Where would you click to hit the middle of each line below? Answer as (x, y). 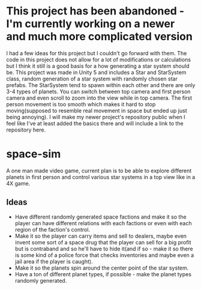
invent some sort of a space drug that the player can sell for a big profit (103, 242)
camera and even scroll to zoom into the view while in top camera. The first (99, 98)
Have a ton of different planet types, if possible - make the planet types (103, 274)
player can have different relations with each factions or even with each (103, 223)
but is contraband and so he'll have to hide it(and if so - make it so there (104, 249)
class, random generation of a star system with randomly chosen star (92, 79)
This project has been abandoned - (95, 11)
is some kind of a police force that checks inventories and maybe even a (104, 255)
